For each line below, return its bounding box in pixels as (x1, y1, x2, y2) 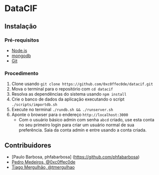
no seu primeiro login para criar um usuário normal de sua (18, 122, 135, 128)
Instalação (4, 22, 37, 30)
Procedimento (4, 70, 39, 76)
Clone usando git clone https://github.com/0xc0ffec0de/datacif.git (11, 81, 153, 87)
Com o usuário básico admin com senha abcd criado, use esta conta (18, 117, 155, 123)
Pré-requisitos (4, 37, 39, 44)
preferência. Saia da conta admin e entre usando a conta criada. (18, 127, 147, 133)
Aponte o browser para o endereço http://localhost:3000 (11, 112, 129, 117)
